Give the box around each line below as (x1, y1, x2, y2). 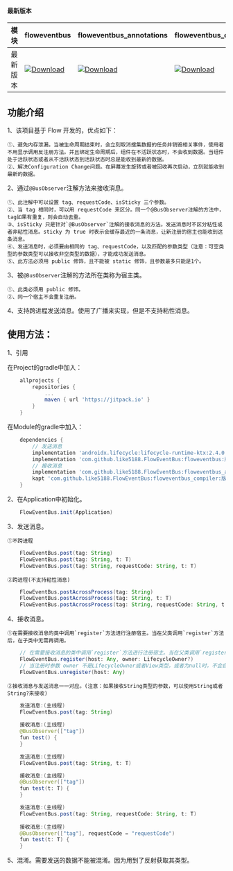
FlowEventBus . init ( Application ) (19, 509, 113, 516)
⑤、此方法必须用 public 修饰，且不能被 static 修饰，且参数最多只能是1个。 (7, 258, 205, 265)
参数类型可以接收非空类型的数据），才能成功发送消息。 (17, 250, 149, 258)
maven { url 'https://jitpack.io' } (44, 396, 150, 404)
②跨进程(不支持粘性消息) (7, 576, 71, 583)
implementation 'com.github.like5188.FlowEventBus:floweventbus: (32, 456, 225, 463)
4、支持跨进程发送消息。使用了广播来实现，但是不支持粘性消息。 (7, 307, 194, 315)
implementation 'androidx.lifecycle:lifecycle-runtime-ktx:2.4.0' (32, 449, 228, 456)
